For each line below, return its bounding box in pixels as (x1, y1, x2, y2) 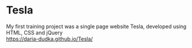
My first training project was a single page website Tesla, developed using (6, 23, 187, 30)
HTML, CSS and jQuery (6, 29, 63, 36)
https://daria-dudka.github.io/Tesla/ (6, 35, 93, 42)
